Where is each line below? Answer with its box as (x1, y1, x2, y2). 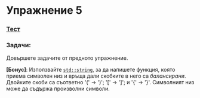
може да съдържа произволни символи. (6, 85, 110, 93)
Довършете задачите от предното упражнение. (6, 54, 128, 62)
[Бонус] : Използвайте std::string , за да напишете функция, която (6, 66, 176, 73)
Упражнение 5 (6, 4, 82, 17)
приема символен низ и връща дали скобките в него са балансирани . (6, 72, 186, 79)
